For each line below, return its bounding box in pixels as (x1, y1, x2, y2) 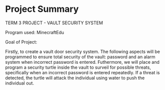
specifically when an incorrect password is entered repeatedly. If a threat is (5, 69, 160, 75)
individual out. (5, 80, 34, 86)
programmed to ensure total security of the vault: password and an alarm (5, 53, 156, 60)
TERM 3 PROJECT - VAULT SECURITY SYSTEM (5, 20, 103, 26)
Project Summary (5, 3, 79, 15)
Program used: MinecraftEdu (5, 29, 64, 35)
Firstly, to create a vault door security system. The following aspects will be (5, 48, 161, 54)
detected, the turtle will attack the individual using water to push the (5, 75, 145, 81)
